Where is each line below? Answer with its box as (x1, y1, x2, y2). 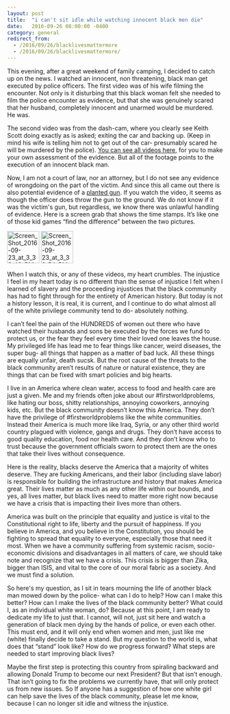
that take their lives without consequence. (7, 450, 125, 458)
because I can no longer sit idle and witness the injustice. (7, 699, 169, 707)
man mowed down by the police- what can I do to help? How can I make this (7, 591, 222, 600)
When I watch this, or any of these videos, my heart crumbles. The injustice (7, 270, 220, 278)
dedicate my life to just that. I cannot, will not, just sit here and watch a (7, 613, 206, 621)
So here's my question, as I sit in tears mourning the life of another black (7, 584, 212, 592)
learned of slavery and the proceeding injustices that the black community (7, 284, 217, 293)
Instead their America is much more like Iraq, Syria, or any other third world (7, 420, 219, 428)
